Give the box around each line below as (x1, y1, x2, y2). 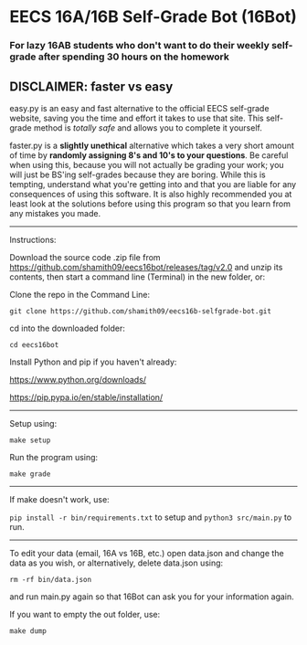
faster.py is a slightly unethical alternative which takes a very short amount (9, 140, 295, 151)
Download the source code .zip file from (9, 251, 162, 262)
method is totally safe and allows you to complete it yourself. (33, 122, 262, 133)
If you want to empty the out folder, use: (9, 608, 161, 619)
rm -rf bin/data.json (9, 575, 92, 584)
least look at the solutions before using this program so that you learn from (9, 198, 291, 209)
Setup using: (9, 418, 58, 428)
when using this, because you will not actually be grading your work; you (9, 159, 285, 170)
